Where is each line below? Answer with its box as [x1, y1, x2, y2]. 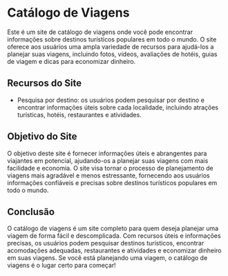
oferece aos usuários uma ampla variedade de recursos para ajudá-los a [7, 42, 214, 51]
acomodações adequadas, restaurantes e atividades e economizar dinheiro [7, 246, 222, 255]
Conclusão [7, 206, 55, 218]
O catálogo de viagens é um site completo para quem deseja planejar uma [7, 224, 219, 233]
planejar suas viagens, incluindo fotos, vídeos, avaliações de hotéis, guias [7, 50, 218, 58]
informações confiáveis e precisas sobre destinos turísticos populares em [7, 178, 218, 187]
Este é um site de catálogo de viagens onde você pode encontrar [7, 28, 193, 36]
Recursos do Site [7, 78, 82, 89]
